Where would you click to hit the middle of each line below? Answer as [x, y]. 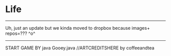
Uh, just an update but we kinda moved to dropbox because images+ [78, 28]
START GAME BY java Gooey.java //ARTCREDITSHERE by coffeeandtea [80, 48]
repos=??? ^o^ [20, 33]
